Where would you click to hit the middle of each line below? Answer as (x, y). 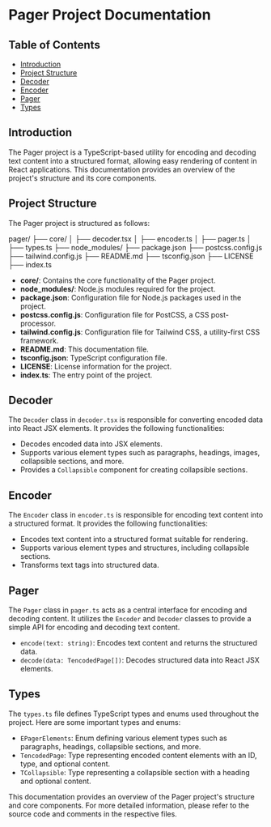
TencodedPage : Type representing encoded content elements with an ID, (138, 755)
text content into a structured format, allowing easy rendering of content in (133, 160)
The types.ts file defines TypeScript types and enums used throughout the (134, 714)
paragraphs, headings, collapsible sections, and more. (110, 746)
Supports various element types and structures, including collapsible (135, 548)
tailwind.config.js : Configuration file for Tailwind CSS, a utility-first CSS (140, 332)
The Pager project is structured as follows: (79, 223)
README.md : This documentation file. (85, 349)
